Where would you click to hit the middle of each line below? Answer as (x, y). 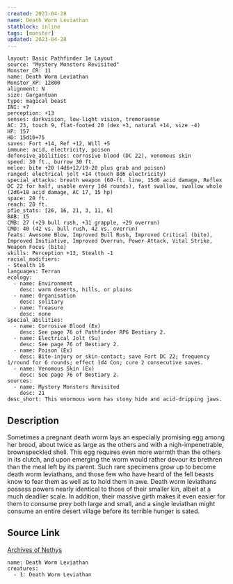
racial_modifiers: (34, 259)
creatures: (23, 568)
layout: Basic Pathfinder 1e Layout (60, 59)
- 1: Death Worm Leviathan (53, 574)
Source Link (34, 533)
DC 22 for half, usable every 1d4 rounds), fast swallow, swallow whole (115, 186)
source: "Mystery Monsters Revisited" (63, 65)
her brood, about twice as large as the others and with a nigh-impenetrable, (116, 444)
